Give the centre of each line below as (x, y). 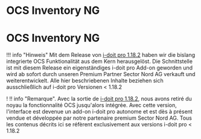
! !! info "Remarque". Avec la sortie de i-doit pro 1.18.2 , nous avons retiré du (99, 99)
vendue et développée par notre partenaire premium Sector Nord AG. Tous (99, 118)
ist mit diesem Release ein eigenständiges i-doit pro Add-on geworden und (100, 68)
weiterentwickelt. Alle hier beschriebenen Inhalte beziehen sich (85, 81)
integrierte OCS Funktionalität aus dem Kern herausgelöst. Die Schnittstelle (100, 62)
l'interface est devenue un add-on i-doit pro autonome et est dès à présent (100, 112)
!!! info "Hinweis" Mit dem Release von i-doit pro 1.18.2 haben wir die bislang (101, 55)
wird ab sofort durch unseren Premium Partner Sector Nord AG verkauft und (101, 74)
